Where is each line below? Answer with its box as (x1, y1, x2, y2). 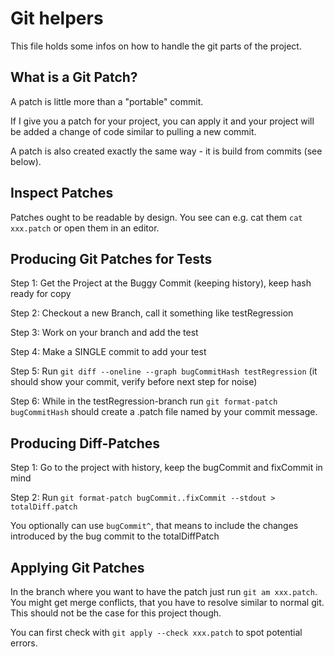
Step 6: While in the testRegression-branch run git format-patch (10, 395, 278, 407)
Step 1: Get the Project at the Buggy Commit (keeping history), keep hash (10, 277, 312, 289)
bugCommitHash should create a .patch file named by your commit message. (10, 406, 318, 418)
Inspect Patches (10, 185, 114, 202)
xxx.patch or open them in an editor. (10, 222, 160, 234)
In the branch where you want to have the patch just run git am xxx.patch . (10, 586, 318, 597)
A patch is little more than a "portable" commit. (10, 95, 204, 107)
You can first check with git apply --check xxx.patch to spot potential (10, 627, 303, 638)
